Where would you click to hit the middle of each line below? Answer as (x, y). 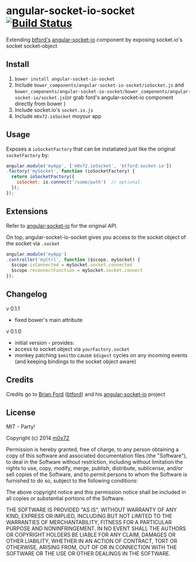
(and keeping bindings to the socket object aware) (75, 361)
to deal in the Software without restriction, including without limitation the (94, 462)
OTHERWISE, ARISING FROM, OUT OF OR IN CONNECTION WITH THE (92, 547)
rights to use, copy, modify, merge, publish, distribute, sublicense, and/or (94, 468)
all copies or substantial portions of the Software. (65, 498)
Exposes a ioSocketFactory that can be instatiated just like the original (91, 149)
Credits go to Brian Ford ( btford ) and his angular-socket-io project (86, 394)
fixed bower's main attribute (49, 320)
